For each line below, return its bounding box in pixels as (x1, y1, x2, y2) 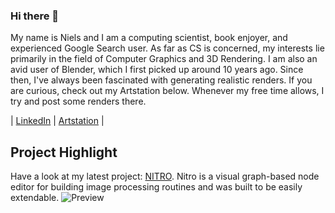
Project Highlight (10, 144, 118, 161)
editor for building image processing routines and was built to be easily (10, 181, 303, 193)
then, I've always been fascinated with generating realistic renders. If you (10, 74, 313, 86)
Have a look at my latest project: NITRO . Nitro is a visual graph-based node (10, 170, 320, 183)
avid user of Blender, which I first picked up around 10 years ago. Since (10, 64, 304, 76)
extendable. (10, 192, 60, 204)
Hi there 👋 (10, 9, 60, 23)
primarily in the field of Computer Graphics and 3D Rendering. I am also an (10, 53, 318, 65)
